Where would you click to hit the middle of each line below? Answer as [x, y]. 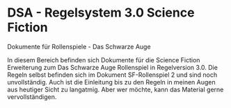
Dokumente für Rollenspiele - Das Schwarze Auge [79, 46]
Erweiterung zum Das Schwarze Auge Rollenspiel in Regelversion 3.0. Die [112, 67]
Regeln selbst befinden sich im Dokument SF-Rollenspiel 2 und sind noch [112, 75]
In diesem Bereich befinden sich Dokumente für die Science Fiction [104, 60]
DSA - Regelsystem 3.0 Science [101, 13]
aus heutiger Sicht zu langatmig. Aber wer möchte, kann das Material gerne [115, 89]
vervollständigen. [32, 97]
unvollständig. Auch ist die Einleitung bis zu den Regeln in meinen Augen [111, 82]
